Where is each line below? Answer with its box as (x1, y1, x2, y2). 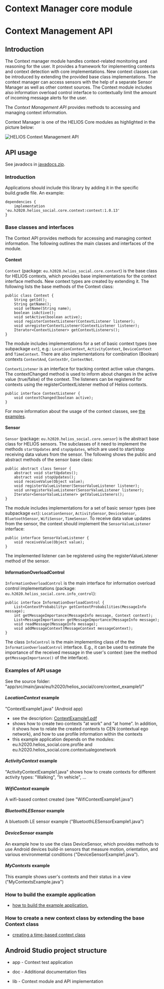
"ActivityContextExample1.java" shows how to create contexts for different (5, 769, 156, 775)
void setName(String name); (14, 306, 71, 311)
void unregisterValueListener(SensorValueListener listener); (14, 488, 144, 493)
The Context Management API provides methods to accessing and (5, 104, 140, 110)
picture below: (5, 124, 34, 131)
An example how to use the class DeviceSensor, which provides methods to (5, 841, 159, 847)
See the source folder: (5, 678, 50, 684)
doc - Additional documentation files (12, 969, 87, 975)
